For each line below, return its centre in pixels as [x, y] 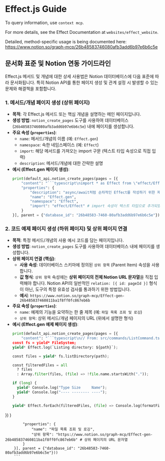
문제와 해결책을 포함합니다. [31, 88]
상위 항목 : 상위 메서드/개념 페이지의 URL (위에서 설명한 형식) [76, 318]
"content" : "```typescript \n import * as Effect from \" [80, 183]
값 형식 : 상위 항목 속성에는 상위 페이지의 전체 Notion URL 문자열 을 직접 [86, 277]
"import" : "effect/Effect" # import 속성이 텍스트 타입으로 [88, 206]
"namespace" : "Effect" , [54, 202]
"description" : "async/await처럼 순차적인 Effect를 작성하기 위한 [93, 192]
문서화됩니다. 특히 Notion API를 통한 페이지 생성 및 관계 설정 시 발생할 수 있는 [84, 82]
